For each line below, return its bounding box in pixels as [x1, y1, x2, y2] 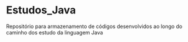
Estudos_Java [6, 3, 77, 17]
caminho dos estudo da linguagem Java [6, 29, 103, 36]
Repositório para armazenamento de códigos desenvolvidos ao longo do [6, 23, 183, 30]
